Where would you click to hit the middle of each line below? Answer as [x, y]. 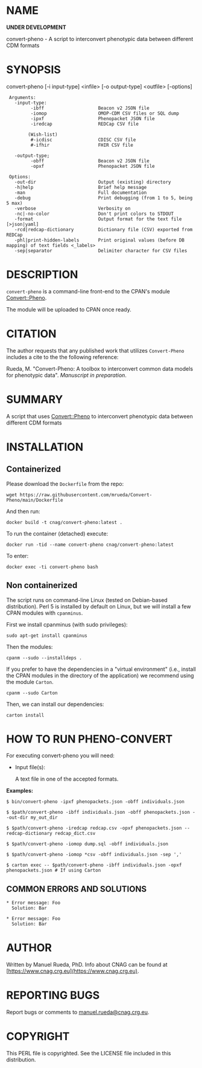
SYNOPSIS [34, 70]
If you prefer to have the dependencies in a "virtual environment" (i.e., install [101, 669]
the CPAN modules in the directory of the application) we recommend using [100, 675]
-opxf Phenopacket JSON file [93, 166]
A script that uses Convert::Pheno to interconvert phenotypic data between [99, 416]
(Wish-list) [43, 134]
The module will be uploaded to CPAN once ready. [69, 309]
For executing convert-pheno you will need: [60, 756]
